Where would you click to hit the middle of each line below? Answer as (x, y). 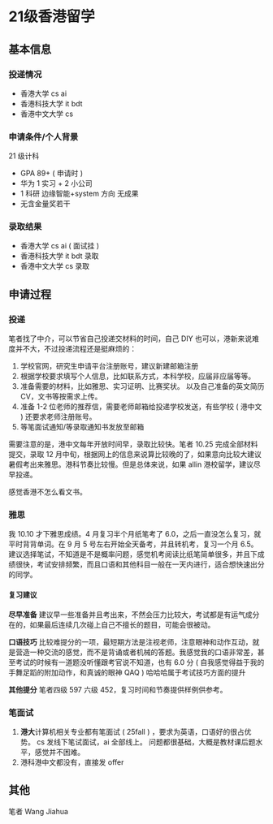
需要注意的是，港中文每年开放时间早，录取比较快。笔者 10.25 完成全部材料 (133, 444)
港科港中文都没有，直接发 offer (72, 762)
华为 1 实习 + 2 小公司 (56, 183)
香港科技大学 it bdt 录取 (59, 256)
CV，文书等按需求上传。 (61, 397)
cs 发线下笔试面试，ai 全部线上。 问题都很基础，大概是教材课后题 (146, 742)
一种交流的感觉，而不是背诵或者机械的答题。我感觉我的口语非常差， (143, 652)
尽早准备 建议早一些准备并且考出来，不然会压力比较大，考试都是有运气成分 (134, 615)
